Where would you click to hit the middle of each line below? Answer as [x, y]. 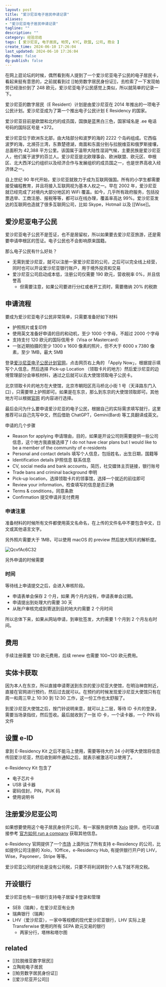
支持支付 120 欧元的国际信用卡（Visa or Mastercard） [67, 340]
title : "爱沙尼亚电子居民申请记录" [37, 14]
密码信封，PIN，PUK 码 [36, 791]
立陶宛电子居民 [27, 967]
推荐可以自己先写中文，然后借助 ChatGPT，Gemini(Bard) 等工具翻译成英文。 [83, 415]
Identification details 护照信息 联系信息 [51, 459]
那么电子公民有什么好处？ [31, 251]
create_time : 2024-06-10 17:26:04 [41, 47]
